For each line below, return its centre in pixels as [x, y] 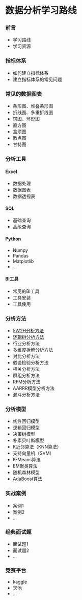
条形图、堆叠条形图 [33, 106]
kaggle [20, 582]
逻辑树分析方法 [28, 337]
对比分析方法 [26, 356]
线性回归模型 [26, 421]
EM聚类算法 [25, 466]
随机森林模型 [26, 473]
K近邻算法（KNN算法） [37, 447]
